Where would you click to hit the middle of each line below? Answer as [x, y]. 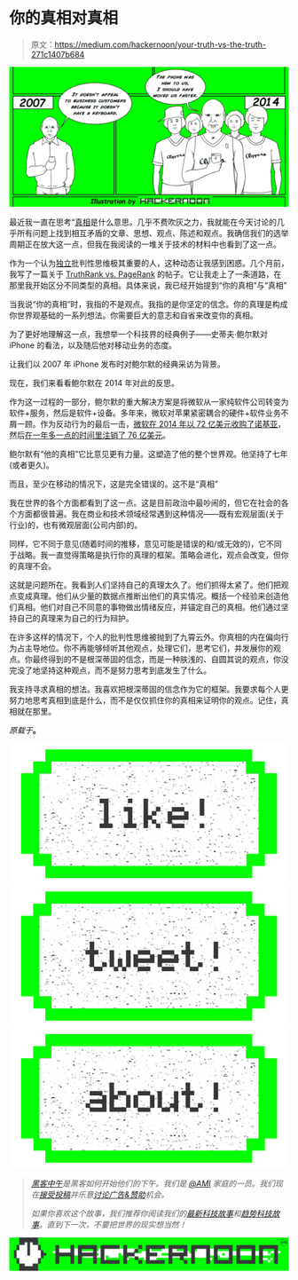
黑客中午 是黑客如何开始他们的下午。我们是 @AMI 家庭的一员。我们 [153, 1184]
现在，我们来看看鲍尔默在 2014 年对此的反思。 [94, 383]
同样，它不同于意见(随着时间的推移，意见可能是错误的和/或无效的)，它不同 [145, 543]
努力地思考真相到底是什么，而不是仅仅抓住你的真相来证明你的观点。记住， [145, 700]
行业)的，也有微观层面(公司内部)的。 [76, 525]
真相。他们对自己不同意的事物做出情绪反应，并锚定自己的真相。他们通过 [149, 607]
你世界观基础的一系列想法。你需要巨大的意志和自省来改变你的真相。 [133, 315]
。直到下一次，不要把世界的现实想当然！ [113, 1225]
